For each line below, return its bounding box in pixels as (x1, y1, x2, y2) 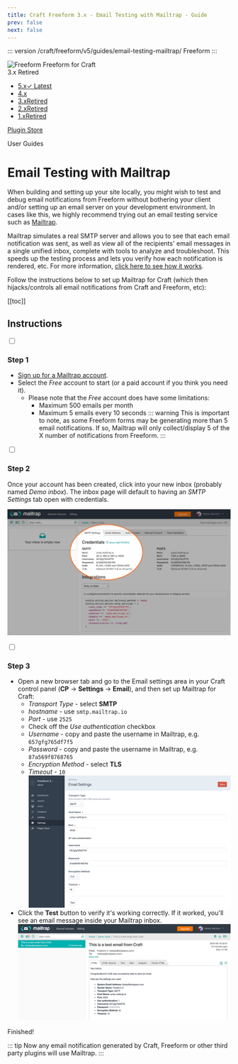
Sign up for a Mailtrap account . (17, 371, 108, 380)
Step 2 (7, 464, 30, 473)
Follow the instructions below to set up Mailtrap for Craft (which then (7, 275, 208, 284)
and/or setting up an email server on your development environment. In (7, 203, 215, 212)
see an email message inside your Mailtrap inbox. (17, 916, 162, 925)
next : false (7, 26, 42, 33)
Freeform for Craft (42, 60, 96, 69)
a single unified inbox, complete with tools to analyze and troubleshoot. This (7, 247, 229, 256)
